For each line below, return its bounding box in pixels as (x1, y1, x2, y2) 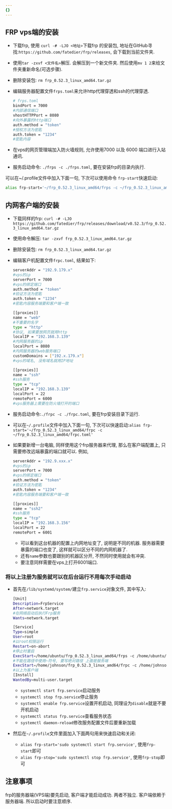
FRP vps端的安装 (5, 28, 59, 37)
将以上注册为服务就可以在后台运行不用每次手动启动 (5, 573, 132, 581)
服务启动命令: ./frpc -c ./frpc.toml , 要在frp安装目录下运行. (12, 411, 140, 417)
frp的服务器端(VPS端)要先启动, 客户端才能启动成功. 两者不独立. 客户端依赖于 (5, 792, 166, 798)
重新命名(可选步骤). (21, 66, 63, 73)
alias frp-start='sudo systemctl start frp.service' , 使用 (20, 741, 147, 747)
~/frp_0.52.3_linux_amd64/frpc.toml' (12, 432, 94, 437)
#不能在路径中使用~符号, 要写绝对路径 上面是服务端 (12, 658, 109, 663)
